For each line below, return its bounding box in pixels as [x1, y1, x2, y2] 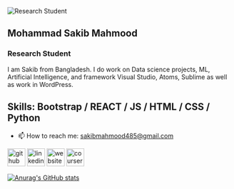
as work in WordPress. [7, 80, 73, 88]
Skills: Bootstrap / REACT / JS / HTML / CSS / [7, 101, 210, 113]
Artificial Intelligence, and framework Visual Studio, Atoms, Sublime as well [7, 72, 228, 81]
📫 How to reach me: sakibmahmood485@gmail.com [17, 131, 173, 140]
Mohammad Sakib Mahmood [7, 27, 138, 39]
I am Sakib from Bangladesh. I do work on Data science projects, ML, [7, 65, 210, 73]
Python [7, 112, 41, 124]
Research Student [7, 48, 71, 58]
